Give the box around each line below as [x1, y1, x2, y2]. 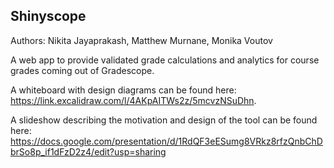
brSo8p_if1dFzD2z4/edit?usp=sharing [10, 145, 167, 158]
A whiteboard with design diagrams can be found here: [10, 84, 237, 96]
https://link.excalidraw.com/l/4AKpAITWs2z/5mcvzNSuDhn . [10, 94, 257, 106]
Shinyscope [10, 8, 87, 25]
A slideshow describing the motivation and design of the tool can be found [10, 114, 318, 126]
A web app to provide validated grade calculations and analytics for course [10, 54, 320, 66]
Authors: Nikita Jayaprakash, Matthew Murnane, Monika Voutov [10, 34, 273, 46]
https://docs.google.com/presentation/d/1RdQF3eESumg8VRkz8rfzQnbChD [10, 135, 323, 147]
